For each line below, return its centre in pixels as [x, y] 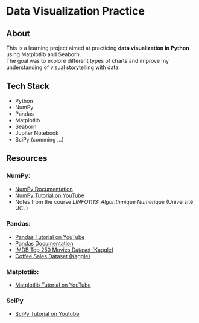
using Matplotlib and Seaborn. [44, 54]
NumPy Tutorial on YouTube [49, 195]
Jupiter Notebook [37, 133]
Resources [27, 158]
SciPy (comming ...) [39, 139]
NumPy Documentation [44, 189]
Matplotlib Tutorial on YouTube [53, 285]
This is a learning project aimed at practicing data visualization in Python [98, 48]
